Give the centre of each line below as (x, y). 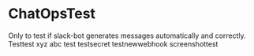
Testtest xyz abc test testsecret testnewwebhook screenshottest (113, 43)
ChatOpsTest (52, 14)
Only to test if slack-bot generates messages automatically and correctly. (127, 35)
